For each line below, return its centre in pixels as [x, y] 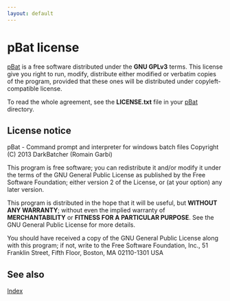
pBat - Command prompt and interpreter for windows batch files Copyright [113, 147]
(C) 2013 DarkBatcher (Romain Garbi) [60, 155]
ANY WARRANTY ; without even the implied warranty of [86, 210]
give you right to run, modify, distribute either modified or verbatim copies [112, 74]
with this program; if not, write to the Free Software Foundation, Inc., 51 [107, 245]
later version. [26, 190]
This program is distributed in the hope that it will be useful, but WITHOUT [112, 203]
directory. [21, 109]
